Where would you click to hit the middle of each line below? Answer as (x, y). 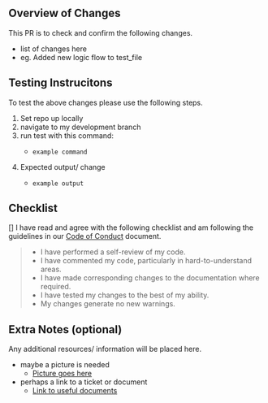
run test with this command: (67, 135)
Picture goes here (62, 374)
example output (58, 183)
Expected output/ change (63, 167)
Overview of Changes (65, 13)
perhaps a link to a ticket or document (84, 382)
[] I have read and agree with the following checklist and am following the (131, 227)
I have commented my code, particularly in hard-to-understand (146, 261)
